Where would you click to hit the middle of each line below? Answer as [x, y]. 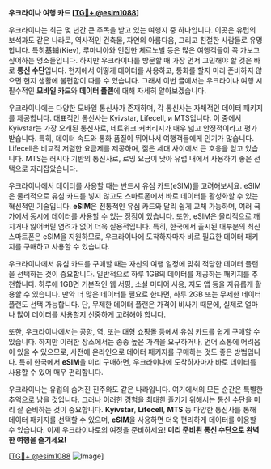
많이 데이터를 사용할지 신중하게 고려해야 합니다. [91, 314]
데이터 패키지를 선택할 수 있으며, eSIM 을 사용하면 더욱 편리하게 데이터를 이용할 [133, 420]
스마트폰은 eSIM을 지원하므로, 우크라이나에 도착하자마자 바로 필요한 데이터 [126, 237]
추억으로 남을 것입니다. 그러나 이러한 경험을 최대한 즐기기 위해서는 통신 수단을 [130, 399]
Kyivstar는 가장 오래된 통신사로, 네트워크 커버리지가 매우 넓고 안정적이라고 [125, 128]
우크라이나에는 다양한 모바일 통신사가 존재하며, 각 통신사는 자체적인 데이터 [125, 108]
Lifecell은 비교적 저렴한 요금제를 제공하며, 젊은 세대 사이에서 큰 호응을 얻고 [126, 148]
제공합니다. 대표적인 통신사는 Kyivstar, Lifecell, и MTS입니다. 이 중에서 [129, 118]
